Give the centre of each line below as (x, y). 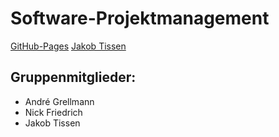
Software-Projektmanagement (140, 18)
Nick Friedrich (53, 112)
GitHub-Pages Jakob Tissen (68, 46)
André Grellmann (59, 101)
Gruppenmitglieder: (73, 77)
